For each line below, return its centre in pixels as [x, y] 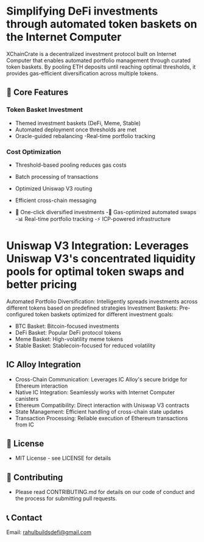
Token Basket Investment [45, 109]
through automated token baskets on [102, 24]
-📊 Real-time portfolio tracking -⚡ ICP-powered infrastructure [93, 219]
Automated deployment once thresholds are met [76, 130]
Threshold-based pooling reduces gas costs [71, 165]
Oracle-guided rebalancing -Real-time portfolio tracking [85, 136]
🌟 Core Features [37, 92]
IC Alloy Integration [44, 365]
